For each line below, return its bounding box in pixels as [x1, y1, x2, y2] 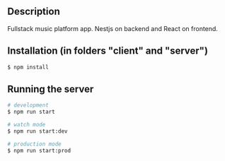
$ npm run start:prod [7, 147, 71, 154]
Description [7, 6, 60, 18]
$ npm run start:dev [7, 127, 69, 135]
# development [7, 102, 50, 109]
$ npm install [7, 64, 50, 71]
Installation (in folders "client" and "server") [7, 45, 209, 57]
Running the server [7, 83, 94, 95]
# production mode [7, 141, 62, 148]
